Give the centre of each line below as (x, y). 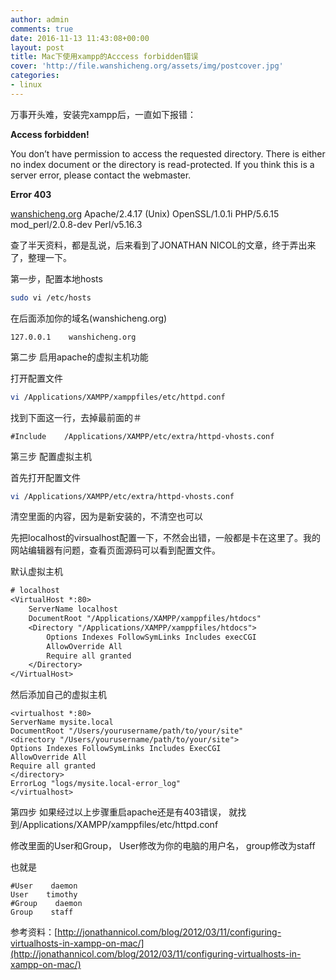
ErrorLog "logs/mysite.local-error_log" (96, 784)
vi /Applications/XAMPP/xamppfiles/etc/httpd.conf (118, 397)
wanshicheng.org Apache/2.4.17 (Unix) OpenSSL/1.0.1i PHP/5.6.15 (145, 213)
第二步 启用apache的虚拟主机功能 (79, 357)
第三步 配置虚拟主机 (51, 456)
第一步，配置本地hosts (56, 278)
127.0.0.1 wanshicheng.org (73, 337)
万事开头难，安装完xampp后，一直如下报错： (103, 114)
